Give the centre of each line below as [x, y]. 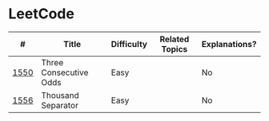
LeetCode [41, 14]
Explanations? [229, 44]
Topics [175, 49]
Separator [60, 105]
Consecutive [65, 72]
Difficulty [129, 44]
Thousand [60, 95]
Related [175, 39]
